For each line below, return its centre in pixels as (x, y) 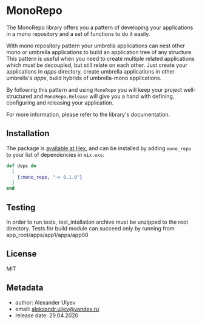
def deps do (21, 166)
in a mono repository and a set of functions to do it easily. (78, 33)
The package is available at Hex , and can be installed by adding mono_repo (99, 148)
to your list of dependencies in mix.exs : (55, 154)
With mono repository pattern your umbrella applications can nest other (96, 46)
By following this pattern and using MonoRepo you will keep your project (94, 89)
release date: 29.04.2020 (47, 315)
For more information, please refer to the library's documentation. (88, 114)
